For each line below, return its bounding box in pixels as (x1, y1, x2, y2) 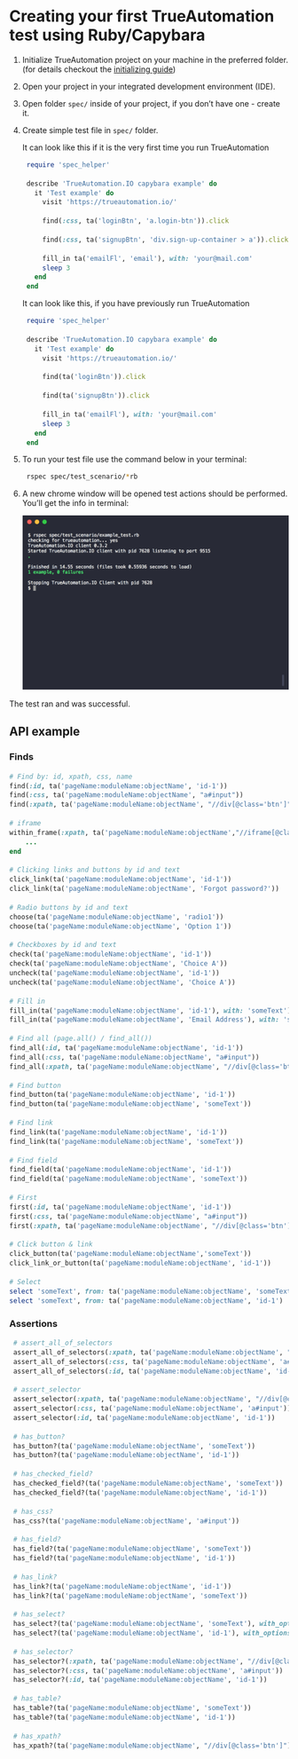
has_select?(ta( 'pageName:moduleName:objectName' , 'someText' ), (12, 1620, 255, 1629)
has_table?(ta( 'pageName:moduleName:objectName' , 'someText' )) (12, 1704, 252, 1713)
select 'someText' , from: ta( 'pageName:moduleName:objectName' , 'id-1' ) (9, 1296, 284, 1305)
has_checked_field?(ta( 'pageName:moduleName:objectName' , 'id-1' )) (12, 1488, 268, 1497)
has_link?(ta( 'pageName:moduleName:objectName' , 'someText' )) (12, 1591, 248, 1600)
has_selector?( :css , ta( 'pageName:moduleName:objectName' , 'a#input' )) (12, 1666, 284, 1675)
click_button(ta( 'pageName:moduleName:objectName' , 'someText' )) (9, 1250, 252, 1258)
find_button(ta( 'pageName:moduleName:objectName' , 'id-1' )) (9, 1090, 237, 1100)
